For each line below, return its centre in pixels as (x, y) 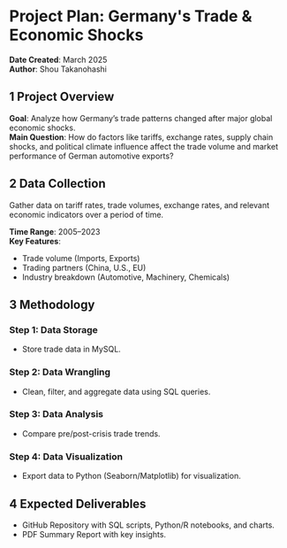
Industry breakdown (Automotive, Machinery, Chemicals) (126, 277)
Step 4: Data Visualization (66, 456)
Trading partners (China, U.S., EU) (84, 267)
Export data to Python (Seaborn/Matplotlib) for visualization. (131, 476)
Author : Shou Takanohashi (58, 69)
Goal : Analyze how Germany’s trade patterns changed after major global (141, 118)
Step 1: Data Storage (54, 329)
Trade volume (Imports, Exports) (81, 258)
